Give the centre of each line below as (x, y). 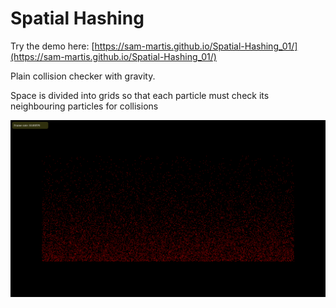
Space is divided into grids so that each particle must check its (140, 95)
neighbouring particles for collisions (84, 106)
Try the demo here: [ (52, 46)
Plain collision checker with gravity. (83, 76)
